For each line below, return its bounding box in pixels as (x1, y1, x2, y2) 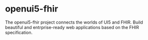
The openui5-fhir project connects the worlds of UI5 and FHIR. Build (5, 19, 144, 25)
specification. (5, 29, 33, 35)
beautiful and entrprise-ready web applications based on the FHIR (5, 24, 139, 30)
